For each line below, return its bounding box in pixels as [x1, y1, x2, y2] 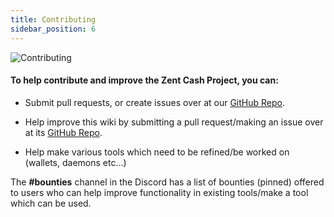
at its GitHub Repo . [24, 126, 103, 138]
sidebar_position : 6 [10, 24, 97, 34]
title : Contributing [10, 14, 97, 25]
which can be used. [10, 197, 92, 209]
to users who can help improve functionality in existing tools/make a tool [10, 186, 309, 198]
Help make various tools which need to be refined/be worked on [24, 146, 290, 158]
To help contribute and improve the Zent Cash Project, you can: [10, 74, 279, 86]
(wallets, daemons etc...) [24, 156, 127, 168]
